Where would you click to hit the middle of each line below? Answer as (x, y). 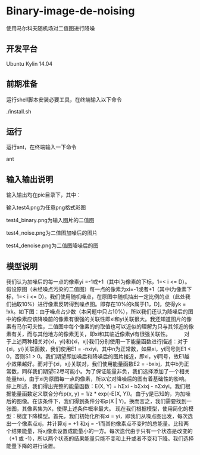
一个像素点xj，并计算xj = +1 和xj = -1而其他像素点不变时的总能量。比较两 (100, 423)
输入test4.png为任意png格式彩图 (46, 208)
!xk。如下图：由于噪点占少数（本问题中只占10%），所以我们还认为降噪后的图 (100, 311)
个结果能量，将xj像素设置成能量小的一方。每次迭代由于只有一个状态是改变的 (100, 431)
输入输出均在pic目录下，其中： (44, 195)
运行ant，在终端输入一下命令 (41, 147)
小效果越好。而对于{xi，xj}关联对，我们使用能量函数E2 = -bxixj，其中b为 (95, 364)
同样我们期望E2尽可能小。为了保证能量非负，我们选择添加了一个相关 (106, 371)
